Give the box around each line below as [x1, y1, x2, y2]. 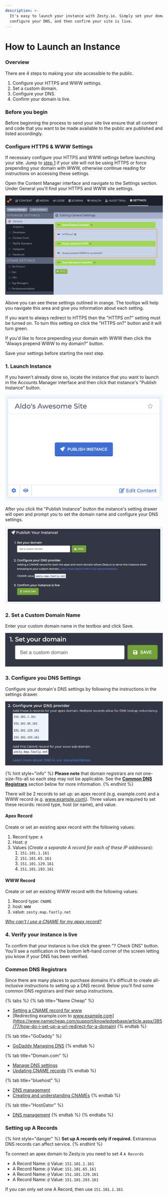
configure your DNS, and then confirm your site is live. [9, 19, 133, 24]
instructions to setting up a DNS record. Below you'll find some [24, 982, 154, 989]
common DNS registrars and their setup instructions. [5, 988, 114, 994]
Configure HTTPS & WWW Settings [5, 143, 93, 150]
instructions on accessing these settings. [5, 171, 90, 177]
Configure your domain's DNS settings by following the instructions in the [5, 686, 156, 692]
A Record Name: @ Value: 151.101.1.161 [12, 1160, 94, 1167]
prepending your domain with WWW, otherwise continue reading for [5, 165, 146, 171]
